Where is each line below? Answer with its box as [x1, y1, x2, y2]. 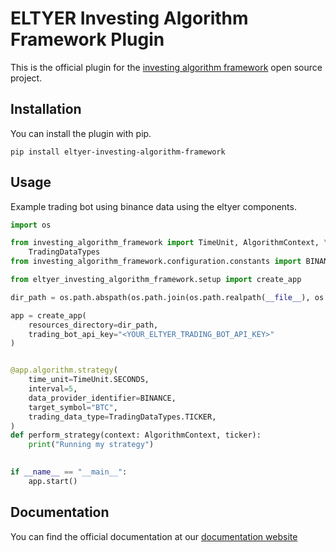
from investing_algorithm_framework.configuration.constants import [10, 257, 302, 267]
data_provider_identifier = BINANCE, [28, 393, 177, 403]
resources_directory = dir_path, [28, 320, 159, 330]
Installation [10, 101, 82, 118]
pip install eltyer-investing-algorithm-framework [10, 147, 226, 157]
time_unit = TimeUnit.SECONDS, [28, 375, 150, 385]
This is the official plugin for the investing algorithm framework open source [10, 61, 323, 73]
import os [10, 220, 52, 230]
